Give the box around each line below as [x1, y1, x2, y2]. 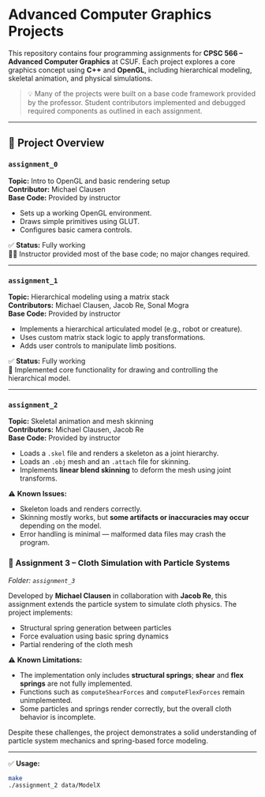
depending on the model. [19, 521, 102, 530]
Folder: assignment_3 [8, 575, 76, 585]
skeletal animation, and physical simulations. [8, 73, 153, 83]
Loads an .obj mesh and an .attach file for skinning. [19, 457, 191, 466]
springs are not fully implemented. [19, 679, 132, 688]
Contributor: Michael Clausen [8, 184, 106, 194]
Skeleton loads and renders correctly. [19, 504, 142, 514]
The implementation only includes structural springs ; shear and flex [19, 670, 244, 679]
